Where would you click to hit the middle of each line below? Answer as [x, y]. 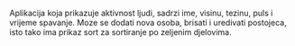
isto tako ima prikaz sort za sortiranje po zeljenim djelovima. [120, 32]
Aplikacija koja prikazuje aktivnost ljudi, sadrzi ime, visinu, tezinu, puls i [141, 13]
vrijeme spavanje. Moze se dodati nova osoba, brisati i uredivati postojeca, [148, 23]
